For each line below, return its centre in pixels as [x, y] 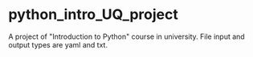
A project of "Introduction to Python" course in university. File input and [126, 36]
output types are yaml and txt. [58, 44]
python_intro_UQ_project [93, 15]
